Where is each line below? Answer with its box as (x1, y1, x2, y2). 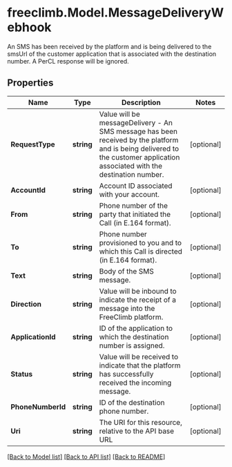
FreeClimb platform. (99, 312, 164, 322)
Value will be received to (99, 352, 178, 361)
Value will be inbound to (99, 286, 177, 296)
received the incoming (99, 378, 172, 388)
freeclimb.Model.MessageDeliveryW (7, 5, 224, 21)
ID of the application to (99, 323, 173, 333)
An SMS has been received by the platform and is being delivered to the (7, 42, 212, 50)
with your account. (99, 189, 160, 199)
